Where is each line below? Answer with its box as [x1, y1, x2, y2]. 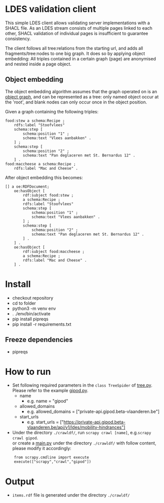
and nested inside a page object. [5, 61, 71, 67]
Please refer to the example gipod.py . [12, 388, 89, 394]
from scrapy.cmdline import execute [14, 455, 90, 460]
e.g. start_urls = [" [27, 419, 64, 425]
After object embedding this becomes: [5, 174, 83, 180]
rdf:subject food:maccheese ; [23, 249, 85, 254]
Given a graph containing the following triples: [5, 108, 98, 114]
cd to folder [12, 300, 36, 306]
